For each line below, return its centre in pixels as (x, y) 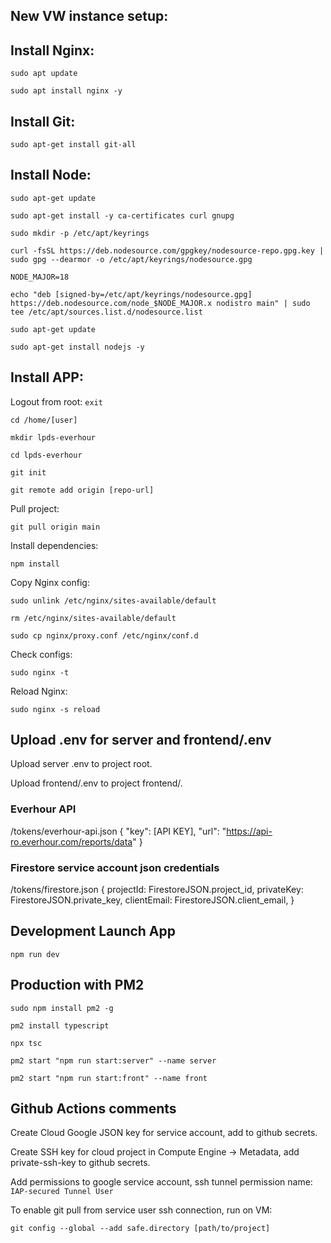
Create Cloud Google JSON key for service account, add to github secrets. (164, 1133)
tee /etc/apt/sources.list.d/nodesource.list (106, 312)
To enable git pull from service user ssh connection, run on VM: (141, 1210)
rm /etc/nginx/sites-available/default (93, 618)
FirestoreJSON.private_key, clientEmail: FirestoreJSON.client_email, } (152, 900)
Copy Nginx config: (50, 582)
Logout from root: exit (56, 401)
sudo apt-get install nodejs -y (77, 347)
